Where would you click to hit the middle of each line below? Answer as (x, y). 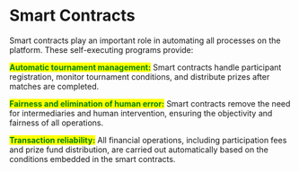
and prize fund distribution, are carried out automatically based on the (139, 150)
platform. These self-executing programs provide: (101, 49)
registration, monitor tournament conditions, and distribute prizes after (140, 76)
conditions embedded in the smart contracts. (92, 159)
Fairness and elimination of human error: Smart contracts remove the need (150, 103)
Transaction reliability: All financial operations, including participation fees (148, 140)
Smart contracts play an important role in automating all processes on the (145, 40)
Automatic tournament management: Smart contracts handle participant (145, 67)
